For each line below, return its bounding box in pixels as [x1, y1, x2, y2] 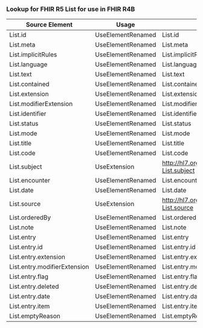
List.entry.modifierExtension [9, 263, 89, 271]
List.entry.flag [9, 272, 49, 281]
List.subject [9, 162, 42, 171]
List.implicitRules [9, 50, 57, 59]
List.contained [9, 80, 50, 89]
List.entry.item [9, 302, 50, 310]
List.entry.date [9, 292, 50, 301]
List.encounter [9, 176, 50, 185]
